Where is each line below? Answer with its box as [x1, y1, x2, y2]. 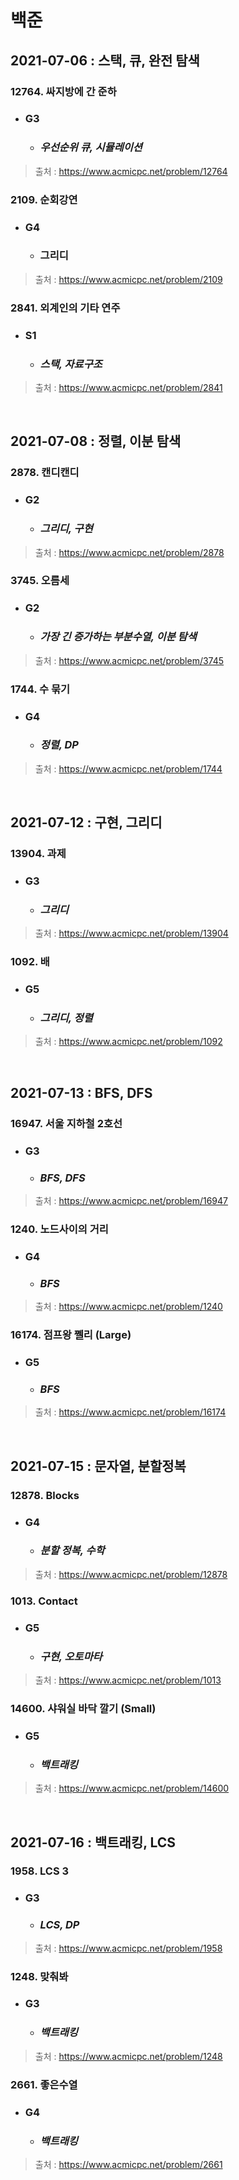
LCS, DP [39, 1918, 80, 1932]
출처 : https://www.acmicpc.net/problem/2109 [34, 273, 223, 285]
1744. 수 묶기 [10, 682, 71, 696]
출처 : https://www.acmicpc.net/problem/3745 [34, 654, 225, 666]
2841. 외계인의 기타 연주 [10, 301, 121, 315]
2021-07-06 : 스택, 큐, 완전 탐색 [10, 52, 200, 69]
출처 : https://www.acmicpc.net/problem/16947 [34, 1195, 229, 1207]
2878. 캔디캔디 [10, 466, 80, 480]
